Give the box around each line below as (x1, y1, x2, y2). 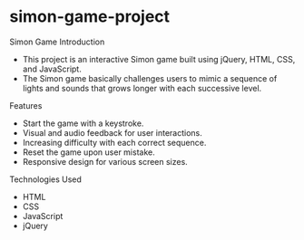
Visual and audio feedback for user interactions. (22, 127, 202, 138)
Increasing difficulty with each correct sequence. (22, 137, 207, 148)
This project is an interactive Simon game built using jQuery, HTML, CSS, (22, 53, 296, 64)
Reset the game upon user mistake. (22, 147, 156, 158)
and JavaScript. (22, 63, 82, 74)
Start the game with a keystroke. (22, 118, 144, 129)
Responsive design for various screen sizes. (22, 156, 188, 167)
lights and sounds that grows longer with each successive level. (22, 82, 262, 93)
